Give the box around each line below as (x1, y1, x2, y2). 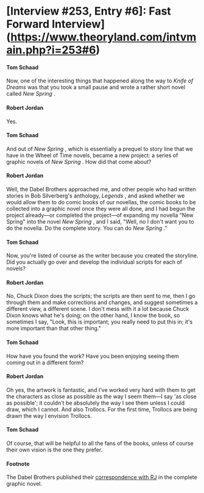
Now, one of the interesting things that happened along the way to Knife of (6, 77, 194, 85)
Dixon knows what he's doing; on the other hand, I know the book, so (6, 312, 180, 319)
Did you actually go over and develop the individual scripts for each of (6, 258, 183, 266)
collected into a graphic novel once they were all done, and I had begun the (6, 205, 195, 212)
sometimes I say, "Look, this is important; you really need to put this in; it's (6, 318, 193, 325)
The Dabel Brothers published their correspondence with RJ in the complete (6, 473, 198, 481)
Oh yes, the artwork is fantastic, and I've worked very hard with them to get (6, 386, 196, 394)
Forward (6, 17, 50, 31)
